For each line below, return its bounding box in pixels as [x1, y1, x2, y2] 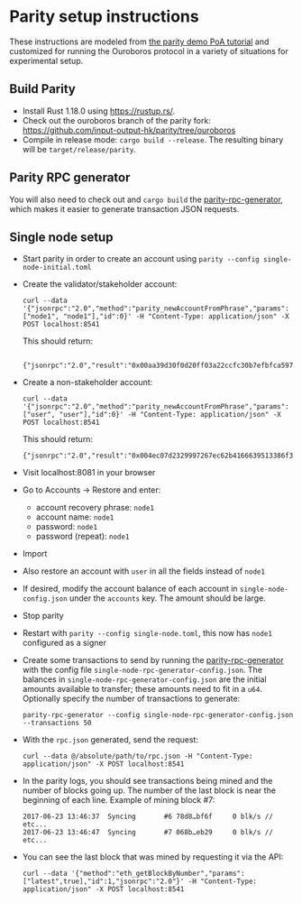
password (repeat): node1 [35, 530, 130, 542]
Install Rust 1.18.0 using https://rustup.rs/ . [22, 106, 176, 116]
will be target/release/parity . [22, 143, 137, 154]
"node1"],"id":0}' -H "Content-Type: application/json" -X [62, 312, 290, 321]
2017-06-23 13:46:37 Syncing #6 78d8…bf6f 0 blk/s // [22, 812, 273, 822]
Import [22, 548, 48, 559]
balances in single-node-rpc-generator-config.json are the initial [22, 674, 268, 685]
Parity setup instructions [9, 6, 200, 27]
